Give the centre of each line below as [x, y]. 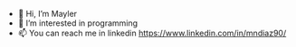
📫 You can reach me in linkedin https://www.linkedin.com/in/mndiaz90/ [152, 33]
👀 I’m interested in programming [78, 23]
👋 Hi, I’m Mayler [48, 14]
